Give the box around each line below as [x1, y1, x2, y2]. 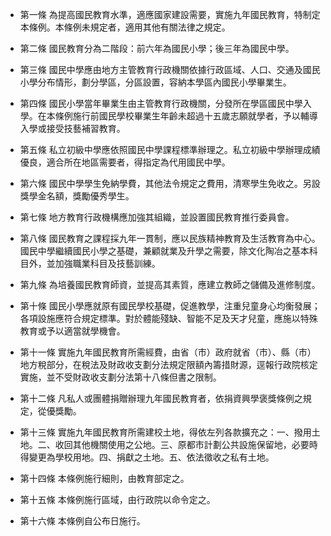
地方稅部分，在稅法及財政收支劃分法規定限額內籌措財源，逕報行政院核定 [19, 359, 318, 370]
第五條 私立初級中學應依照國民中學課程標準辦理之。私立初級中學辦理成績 [19, 144, 321, 155]
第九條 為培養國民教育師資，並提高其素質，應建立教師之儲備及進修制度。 [19, 279, 321, 290]
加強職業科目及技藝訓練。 [54, 258, 161, 269]
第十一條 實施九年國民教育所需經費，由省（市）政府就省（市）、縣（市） [19, 346, 317, 358]
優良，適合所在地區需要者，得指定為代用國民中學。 [19, 156, 231, 168]
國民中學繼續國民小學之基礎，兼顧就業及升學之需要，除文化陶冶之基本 [19, 245, 310, 257]
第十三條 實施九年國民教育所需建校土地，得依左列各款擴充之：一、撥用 [19, 426, 312, 438]
